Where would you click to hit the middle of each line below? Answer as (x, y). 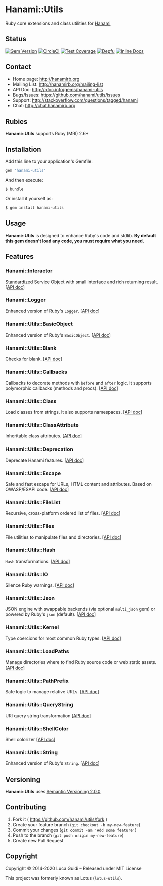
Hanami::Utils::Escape (33, 473)
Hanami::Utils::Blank (31, 348)
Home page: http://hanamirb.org (46, 79)
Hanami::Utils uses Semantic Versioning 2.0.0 (53, 792)
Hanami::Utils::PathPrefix (37, 681)
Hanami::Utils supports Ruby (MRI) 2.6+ (47, 134)
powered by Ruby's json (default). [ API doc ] (51, 614)
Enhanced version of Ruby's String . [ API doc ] (52, 763)
